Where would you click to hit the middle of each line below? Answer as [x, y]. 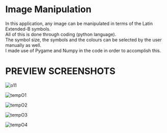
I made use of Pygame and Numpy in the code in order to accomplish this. [83, 50]
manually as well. [23, 45]
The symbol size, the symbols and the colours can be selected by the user [83, 40]
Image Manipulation [49, 9]
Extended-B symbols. [28, 29]
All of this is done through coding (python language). [61, 34]
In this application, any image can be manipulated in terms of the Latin [79, 23]
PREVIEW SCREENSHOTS [61, 71]
